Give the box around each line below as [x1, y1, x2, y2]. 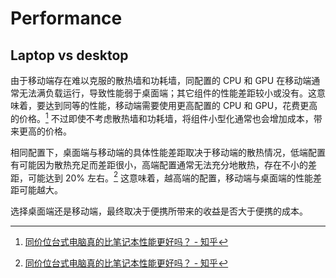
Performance [10, 7, 123, 30]
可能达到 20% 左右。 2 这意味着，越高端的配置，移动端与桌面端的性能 [27, 170, 314, 184]
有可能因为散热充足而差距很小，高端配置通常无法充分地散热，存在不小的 [10, 158, 308, 171]
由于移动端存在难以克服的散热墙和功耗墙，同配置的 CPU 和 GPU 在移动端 [10, 75, 312, 86]
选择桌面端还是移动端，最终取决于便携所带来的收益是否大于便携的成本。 [10, 205, 308, 217]
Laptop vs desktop [10, 47, 129, 64]
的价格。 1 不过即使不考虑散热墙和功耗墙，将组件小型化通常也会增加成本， [10, 111, 314, 124]
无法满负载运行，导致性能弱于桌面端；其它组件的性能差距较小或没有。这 [18, 87, 317, 99]
